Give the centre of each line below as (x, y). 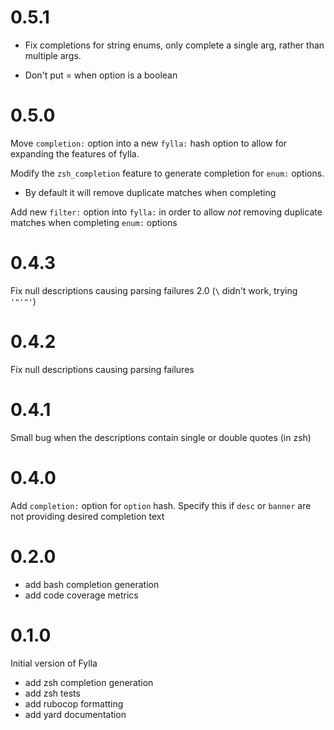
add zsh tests (52, 693)
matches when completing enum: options (94, 222)
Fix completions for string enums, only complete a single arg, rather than (174, 45)
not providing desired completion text (87, 516)
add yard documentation (75, 714)
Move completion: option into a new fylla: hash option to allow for (149, 143)
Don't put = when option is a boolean (101, 75)
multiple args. (53, 55)
